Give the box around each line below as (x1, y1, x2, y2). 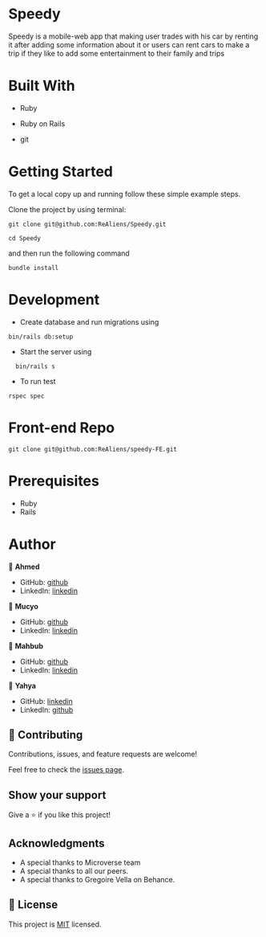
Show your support (8, 788, 107, 802)
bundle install (8, 264, 59, 272)
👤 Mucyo (8, 601, 38, 611)
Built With (8, 77, 75, 95)
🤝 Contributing (8, 728, 83, 742)
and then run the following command (8, 248, 130, 258)
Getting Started (8, 162, 114, 181)
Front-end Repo (8, 419, 115, 436)
